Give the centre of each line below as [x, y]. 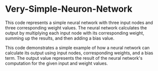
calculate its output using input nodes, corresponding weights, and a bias [79, 53]
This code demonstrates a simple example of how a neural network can [77, 47]
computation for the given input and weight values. [56, 63]
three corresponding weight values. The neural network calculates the [76, 27]
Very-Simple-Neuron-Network [69, 9]
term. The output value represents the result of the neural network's [74, 58]
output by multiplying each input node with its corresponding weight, [75, 33]
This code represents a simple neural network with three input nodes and [79, 23]
